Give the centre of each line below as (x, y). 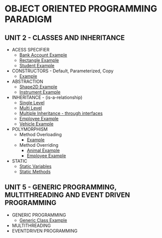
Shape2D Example (38, 87)
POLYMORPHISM (30, 129)
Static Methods (35, 172)
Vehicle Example (36, 124)
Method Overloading (40, 134)
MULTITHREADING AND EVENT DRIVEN (67, 195)
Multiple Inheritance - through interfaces (61, 113)
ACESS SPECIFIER (31, 50)
